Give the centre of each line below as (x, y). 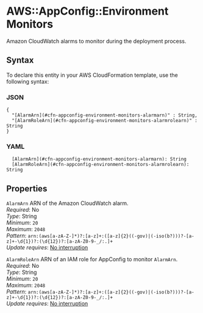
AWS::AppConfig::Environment (87, 11)
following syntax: (28, 81)
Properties (27, 188)
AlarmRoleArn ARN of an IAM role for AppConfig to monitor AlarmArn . (92, 259)
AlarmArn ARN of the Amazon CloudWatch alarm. (68, 203)
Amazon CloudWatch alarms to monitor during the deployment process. (96, 41)
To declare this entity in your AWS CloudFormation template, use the (92, 75)
